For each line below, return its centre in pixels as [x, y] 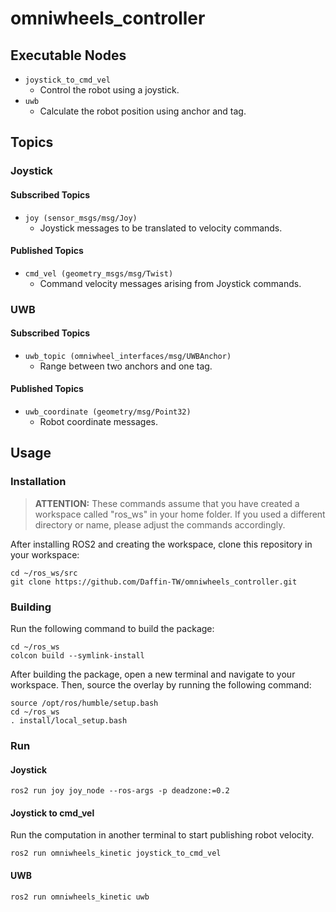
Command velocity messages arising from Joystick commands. [170, 283]
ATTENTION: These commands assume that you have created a [167, 503]
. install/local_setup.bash [69, 721]
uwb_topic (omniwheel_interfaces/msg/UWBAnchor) [128, 356]
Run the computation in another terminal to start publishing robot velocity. [162, 835]
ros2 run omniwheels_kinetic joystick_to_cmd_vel [116, 853]
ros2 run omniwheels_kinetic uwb [80, 897]
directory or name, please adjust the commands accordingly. [160, 524]
